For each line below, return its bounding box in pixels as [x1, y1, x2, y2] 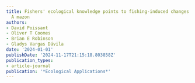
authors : [6, 19, 27, 25]
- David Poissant [6, 25, 48, 31]
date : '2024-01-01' [6, 47, 54, 53]
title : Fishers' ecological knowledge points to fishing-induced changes [6, 8, 190, 15]
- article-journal [6, 63, 51, 69]
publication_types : [6, 57, 54, 63]
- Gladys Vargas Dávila [6, 41, 64, 47]
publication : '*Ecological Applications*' [6, 68, 111, 74]
